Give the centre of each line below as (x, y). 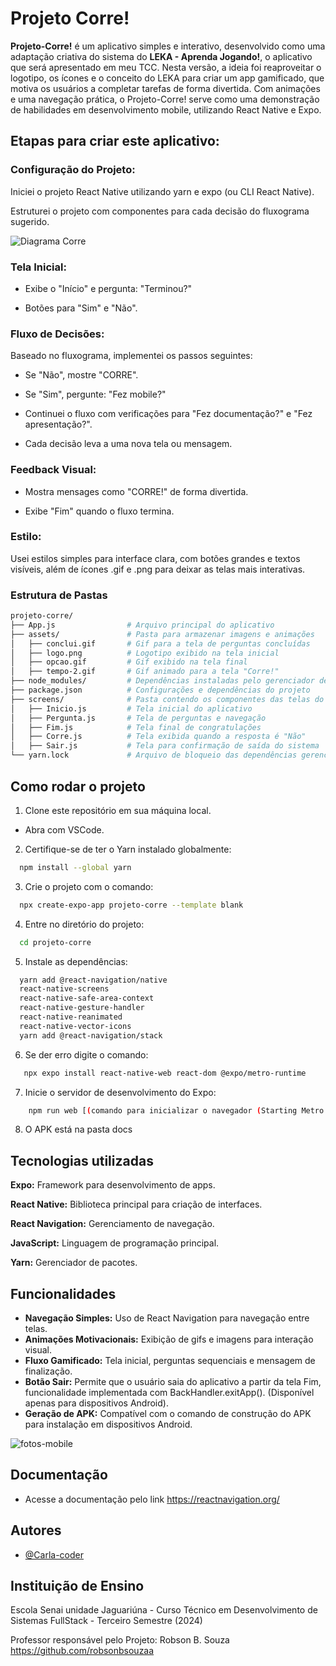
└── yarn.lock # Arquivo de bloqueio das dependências (154, 755)
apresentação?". (58, 424)
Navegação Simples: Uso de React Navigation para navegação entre (167, 1318)
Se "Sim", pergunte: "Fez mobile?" (95, 394)
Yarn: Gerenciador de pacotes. (74, 1263)
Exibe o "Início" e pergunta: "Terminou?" (108, 288)
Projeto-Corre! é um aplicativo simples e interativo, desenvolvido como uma (168, 46)
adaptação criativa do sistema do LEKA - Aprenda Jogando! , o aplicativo (161, 56)
